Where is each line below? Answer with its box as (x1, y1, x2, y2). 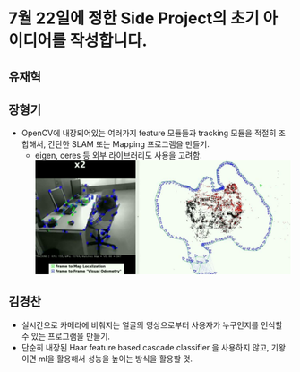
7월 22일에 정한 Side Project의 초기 (8, 8, 261, 29)
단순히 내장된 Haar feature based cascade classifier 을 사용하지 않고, (21, 342, 270, 352)
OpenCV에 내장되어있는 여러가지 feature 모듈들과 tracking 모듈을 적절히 (21, 127, 277, 139)
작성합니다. (69, 30, 148, 51)
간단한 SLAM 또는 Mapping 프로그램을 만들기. (47, 139, 210, 150)
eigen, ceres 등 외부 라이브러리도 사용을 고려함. (34, 150, 202, 161)
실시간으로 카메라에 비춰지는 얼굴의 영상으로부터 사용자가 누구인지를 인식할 (21, 319, 283, 330)
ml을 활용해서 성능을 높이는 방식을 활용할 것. (38, 353, 193, 364)
